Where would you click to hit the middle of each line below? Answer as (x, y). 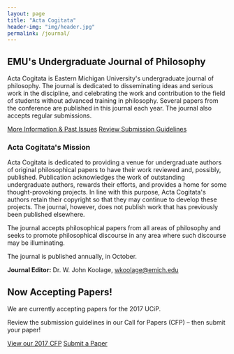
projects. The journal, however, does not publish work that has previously (113, 207)
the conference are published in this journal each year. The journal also (109, 108)
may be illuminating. (36, 243)
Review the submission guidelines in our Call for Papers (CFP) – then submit (116, 323)
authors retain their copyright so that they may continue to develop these (112, 199)
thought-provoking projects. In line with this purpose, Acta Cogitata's (107, 192)
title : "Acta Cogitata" (42, 20)
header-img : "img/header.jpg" (51, 27)
